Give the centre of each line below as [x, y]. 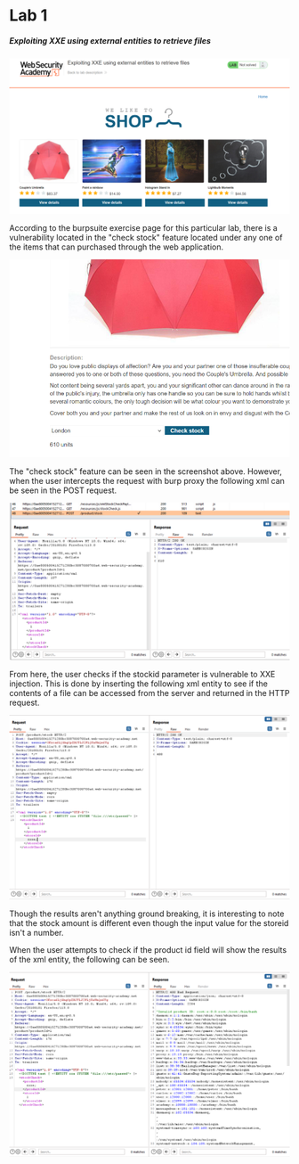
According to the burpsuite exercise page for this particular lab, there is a [143, 228]
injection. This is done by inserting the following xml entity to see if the [139, 684]
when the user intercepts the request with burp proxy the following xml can [147, 480]
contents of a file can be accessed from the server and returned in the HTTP [149, 693]
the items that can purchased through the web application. [117, 247]
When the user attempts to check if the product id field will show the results [148, 949]
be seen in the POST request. [63, 490]
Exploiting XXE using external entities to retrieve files [110, 40]
